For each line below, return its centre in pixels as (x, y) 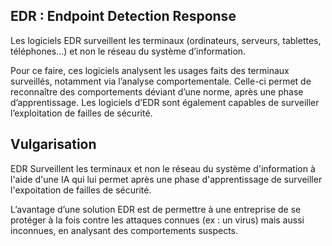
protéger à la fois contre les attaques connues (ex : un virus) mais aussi (157, 220)
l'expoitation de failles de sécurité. (81, 190)
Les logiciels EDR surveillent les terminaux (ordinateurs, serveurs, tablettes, (166, 40)
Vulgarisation (53, 144)
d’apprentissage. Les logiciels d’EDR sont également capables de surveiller (165, 102)
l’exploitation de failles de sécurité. (81, 113)
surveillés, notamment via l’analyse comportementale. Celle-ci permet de (161, 81)
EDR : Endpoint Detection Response (123, 16)
